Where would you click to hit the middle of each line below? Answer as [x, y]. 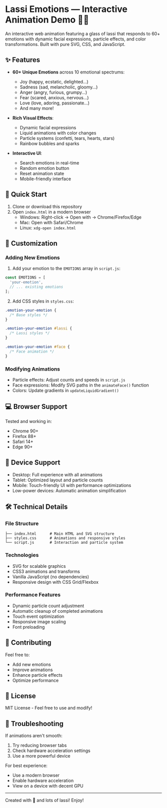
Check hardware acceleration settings [51, 751]
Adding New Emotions [33, 257]
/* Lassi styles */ [30, 333]
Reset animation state [42, 173]
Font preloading [29, 627]
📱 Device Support [33, 463]
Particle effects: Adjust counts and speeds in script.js [69, 380]
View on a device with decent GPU [48, 786]
